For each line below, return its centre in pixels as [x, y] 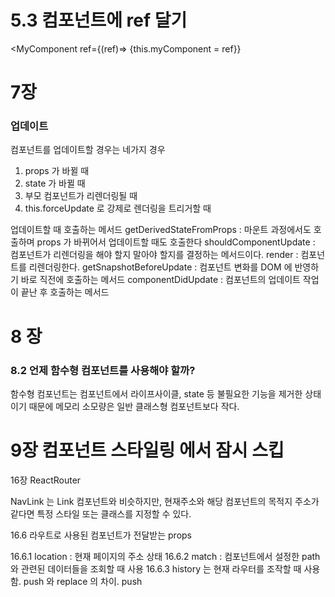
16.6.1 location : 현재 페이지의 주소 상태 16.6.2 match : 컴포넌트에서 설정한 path [165, 556]
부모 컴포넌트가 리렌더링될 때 [81, 196]
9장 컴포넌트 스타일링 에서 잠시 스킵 [147, 450]
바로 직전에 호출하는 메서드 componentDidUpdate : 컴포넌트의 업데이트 [160, 280]
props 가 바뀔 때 [57, 171]
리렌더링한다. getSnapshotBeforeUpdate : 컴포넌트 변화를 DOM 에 [160, 267]
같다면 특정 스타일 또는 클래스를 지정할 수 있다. [101, 513]
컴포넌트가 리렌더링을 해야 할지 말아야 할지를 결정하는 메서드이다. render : [154, 255]
